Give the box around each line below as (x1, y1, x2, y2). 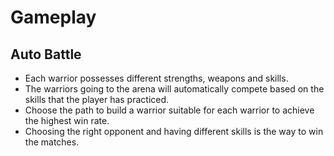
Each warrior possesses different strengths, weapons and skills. (24, 72, 289, 84)
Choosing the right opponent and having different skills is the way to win (24, 126, 324, 137)
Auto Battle (10, 46, 82, 63)
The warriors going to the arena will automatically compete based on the (24, 83, 325, 95)
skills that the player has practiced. (24, 94, 170, 105)
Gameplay (10, 6, 97, 29)
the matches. (24, 136, 80, 148)
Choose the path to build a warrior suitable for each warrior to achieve (24, 104, 315, 116)
